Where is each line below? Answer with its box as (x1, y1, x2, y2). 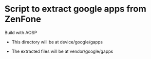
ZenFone (4, 14, 41, 25)
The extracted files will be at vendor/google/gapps (11, 48, 113, 54)
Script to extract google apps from (4, 3, 147, 15)
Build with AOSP (4, 29, 38, 35)
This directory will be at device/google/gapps (11, 39, 103, 44)
